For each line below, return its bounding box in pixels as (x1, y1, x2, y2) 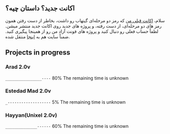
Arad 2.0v (5, 63, 30, 70)
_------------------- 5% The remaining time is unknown (5, 99, 126, 105)
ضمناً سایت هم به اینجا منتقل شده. (5, 33, 70, 39)
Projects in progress (5, 48, 71, 57)
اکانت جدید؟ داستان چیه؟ (5, 4, 75, 13)
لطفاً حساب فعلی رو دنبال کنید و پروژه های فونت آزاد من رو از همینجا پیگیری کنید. (5, 28, 159, 34)
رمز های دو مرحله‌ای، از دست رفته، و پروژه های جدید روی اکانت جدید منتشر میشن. (5, 23, 162, 29)
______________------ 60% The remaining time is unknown (5, 123, 129, 129)
